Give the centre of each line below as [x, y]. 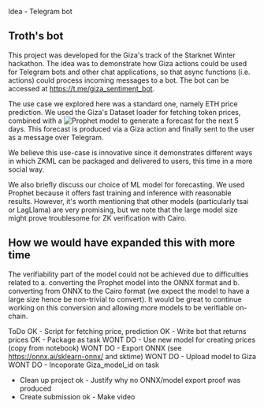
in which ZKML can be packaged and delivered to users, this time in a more [130, 161]
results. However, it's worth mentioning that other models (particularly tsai [128, 201]
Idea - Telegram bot [40, 11]
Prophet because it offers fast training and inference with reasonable [120, 193]
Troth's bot [36, 36]
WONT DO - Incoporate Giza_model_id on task [84, 365]
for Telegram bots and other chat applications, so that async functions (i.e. [129, 72]
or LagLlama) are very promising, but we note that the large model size [123, 210]
